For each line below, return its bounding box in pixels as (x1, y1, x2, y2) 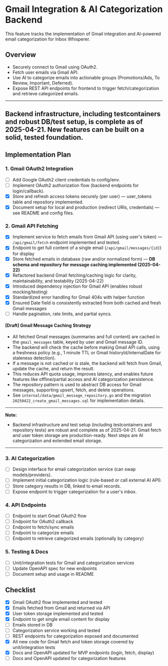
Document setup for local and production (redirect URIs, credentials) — (12, 204, 159, 210)
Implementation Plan (5, 150, 71, 159)
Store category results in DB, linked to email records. (12, 483, 121, 489)
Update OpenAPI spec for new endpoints (12, 565, 97, 571)
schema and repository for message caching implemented (12, 262, 137, 268)
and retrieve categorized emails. (12, 90, 79, 96)
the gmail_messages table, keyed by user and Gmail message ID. (12, 339, 143, 345)
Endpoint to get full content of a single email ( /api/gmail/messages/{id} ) (12, 245, 161, 251)
